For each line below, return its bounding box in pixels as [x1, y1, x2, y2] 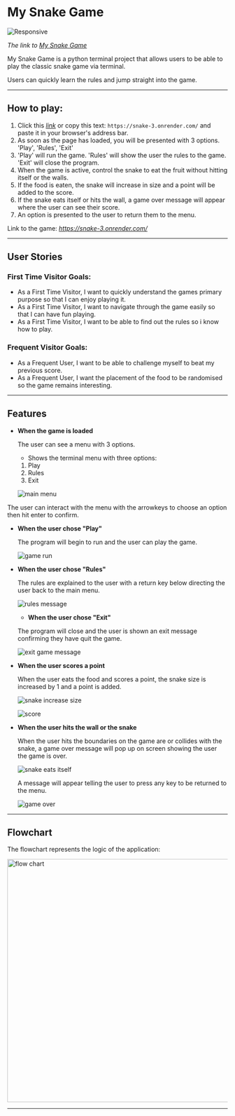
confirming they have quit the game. [17, 634, 122, 642]
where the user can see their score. [17, 203, 120, 211]
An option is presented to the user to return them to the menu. [17, 210, 197, 219]
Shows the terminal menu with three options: [27, 454, 157, 462]
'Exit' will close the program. [17, 158, 99, 167]
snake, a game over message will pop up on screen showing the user [17, 744, 218, 752]
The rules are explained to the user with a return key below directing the [17, 578, 225, 587]
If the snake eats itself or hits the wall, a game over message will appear [17, 196, 225, 204]
